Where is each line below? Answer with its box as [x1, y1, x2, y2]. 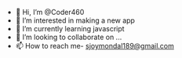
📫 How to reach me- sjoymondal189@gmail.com [15, 42, 175, 50]
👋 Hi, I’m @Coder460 [15, 8, 85, 16]
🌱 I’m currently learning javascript [15, 24, 125, 33]
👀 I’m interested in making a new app [15, 16, 136, 25]
